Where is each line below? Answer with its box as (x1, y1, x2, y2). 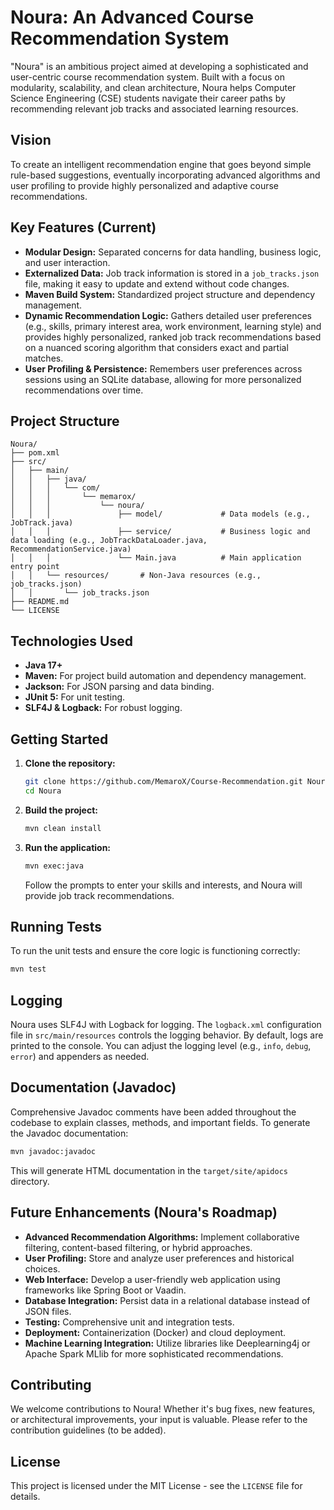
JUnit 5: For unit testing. (24, 691, 126, 703)
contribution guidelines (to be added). (10, 1424, 167, 1436)
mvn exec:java (24, 861, 84, 871)
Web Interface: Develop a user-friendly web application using (24, 1273, 281, 1285)
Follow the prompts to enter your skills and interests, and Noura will (24, 879, 303, 891)
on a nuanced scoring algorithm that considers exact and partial (24, 341, 289, 353)
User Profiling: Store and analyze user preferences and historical (24, 1252, 295, 1264)
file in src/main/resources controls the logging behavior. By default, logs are (10, 1029, 324, 1041)
